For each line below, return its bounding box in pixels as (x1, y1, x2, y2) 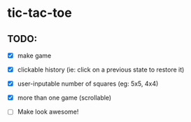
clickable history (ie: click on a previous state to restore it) (17, 65, 185, 74)
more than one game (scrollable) (17, 93, 112, 102)
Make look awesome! (17, 107, 79, 116)
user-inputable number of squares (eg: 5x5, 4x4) (17, 79, 159, 88)
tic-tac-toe (7, 5, 72, 21)
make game (17, 51, 52, 60)
